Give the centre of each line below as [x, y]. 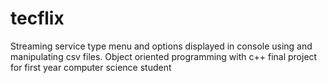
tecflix [37, 18]
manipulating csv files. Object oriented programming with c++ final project [164, 56]
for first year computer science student [91, 67]
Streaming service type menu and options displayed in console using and [161, 46]
